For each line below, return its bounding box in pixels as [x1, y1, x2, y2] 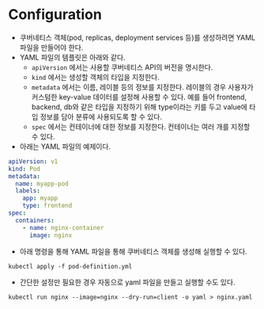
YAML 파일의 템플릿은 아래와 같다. [19, 52, 126, 62]
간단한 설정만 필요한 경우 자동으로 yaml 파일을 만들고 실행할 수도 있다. [19, 277, 236, 287]
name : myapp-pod [15, 180, 69, 188]
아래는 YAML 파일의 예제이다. [19, 141, 111, 151]
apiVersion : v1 [8, 157, 58, 166]
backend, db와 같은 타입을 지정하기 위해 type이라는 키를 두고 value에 [31, 101, 247, 112]
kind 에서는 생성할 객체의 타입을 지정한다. [31, 72, 160, 82]
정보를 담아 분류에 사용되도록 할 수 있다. [40, 112, 163, 121]
